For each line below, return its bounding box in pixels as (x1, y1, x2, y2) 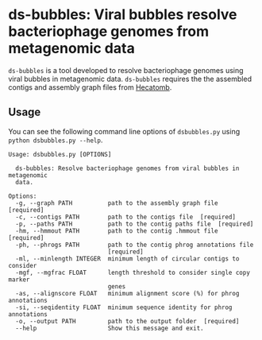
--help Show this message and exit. (15, 324, 204, 332)
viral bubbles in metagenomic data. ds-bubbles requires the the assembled (8, 74, 252, 83)
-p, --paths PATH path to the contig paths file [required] (15, 220, 254, 228)
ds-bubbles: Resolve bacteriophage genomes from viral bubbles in (15, 164, 240, 172)
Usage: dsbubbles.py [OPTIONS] (8, 150, 112, 158)
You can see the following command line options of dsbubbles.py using (8, 126, 241, 136)
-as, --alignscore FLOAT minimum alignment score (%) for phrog (15, 289, 240, 297)
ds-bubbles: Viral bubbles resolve (8, 6, 237, 24)
